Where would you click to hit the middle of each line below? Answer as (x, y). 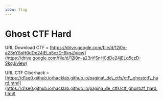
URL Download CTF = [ (28, 48)
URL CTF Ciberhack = (27, 73)
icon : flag (16, 10)
